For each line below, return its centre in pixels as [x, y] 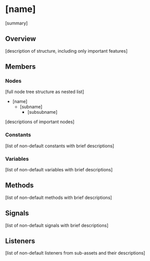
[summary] [16, 23]
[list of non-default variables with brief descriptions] [59, 170]
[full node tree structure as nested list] [44, 92]
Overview [21, 39]
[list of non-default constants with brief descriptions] [60, 146]
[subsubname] [42, 112]
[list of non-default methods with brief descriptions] [59, 197]
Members [20, 67]
